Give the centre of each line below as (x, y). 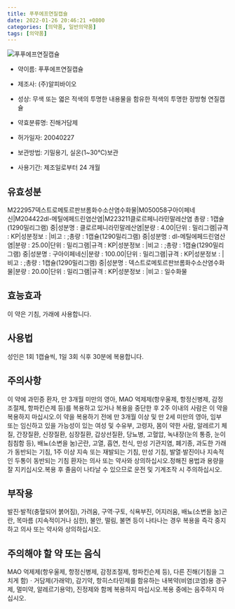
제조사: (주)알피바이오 (47, 84)
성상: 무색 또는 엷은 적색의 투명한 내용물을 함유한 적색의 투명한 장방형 (112, 99)
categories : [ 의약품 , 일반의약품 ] (52, 27)
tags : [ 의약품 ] (27, 33)
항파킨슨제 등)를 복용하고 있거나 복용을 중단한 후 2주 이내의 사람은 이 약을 (128, 407)
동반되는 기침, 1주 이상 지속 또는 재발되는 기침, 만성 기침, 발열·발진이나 (110, 452)
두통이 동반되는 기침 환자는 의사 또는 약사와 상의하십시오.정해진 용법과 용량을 (119, 460)
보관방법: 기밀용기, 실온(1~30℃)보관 (68, 152)
